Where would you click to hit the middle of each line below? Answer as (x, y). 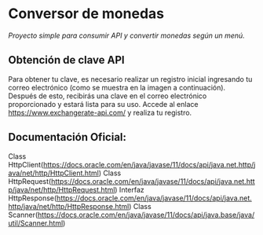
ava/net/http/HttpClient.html (54, 173)
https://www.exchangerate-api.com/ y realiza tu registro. (100, 112)
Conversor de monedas (86, 14)
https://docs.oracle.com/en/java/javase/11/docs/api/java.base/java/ (146, 215)
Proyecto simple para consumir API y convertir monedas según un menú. (126, 35)
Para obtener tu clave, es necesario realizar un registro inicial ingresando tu (130, 79)
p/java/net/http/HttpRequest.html (62, 189)
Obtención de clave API (66, 60)
